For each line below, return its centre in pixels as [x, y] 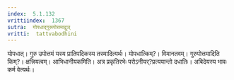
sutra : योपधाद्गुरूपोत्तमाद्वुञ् [39, 27]
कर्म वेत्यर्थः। [21, 70]
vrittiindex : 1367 [36, 21]
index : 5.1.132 [31, 14]
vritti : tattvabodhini [42, 34]
